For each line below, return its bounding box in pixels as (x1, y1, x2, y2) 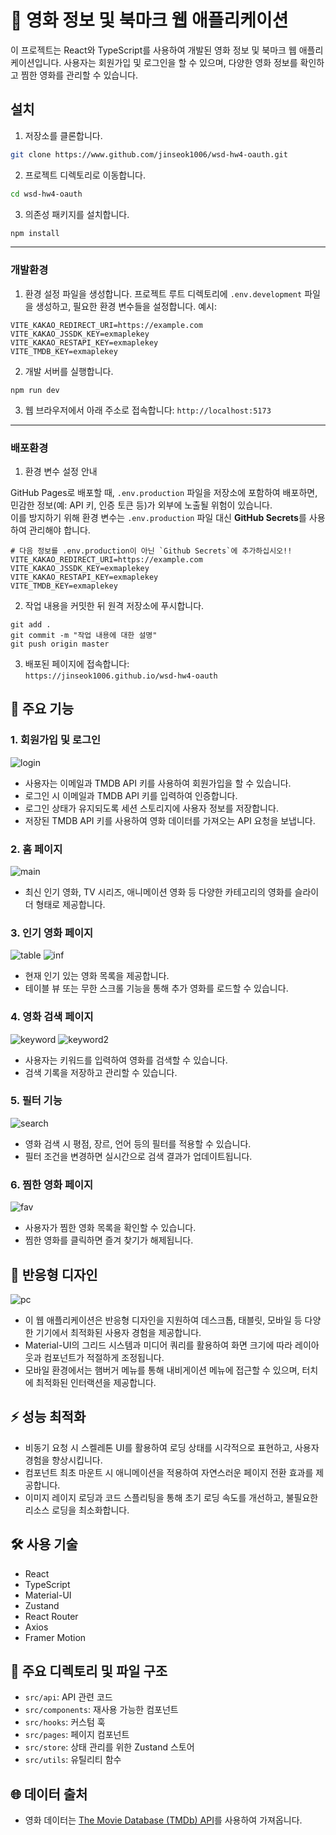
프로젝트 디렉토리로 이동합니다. (24, 169, 147, 181)
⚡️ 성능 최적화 (10, 1409, 87, 1426)
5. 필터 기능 (10, 1094, 63, 1108)
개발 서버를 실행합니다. (24, 365, 114, 377)
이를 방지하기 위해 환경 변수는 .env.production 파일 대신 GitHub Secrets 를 (10, 511, 307, 523)
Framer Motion (24, 1631, 87, 1643)
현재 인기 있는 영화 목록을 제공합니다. (24, 970, 170, 982)
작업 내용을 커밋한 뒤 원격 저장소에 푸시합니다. (24, 599, 205, 611)
